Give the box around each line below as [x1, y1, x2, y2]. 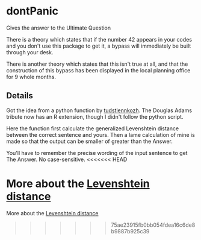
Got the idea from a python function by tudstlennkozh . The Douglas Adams [6, 107, 193, 114]
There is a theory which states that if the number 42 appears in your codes [6, 36, 193, 43]
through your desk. [6, 48, 54, 55]
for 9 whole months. [6, 73, 56, 80]
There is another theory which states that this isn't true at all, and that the [6, 60, 188, 68]
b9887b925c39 [111, 227, 150, 235]
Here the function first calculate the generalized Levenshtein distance [6, 125, 179, 132]
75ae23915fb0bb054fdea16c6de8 [111, 221, 196, 229]
